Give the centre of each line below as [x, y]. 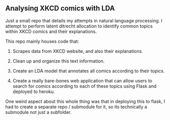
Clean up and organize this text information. [59, 61]
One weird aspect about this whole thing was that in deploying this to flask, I [85, 101]
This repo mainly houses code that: [42, 41]
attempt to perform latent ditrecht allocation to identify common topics [79, 26]
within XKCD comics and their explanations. [51, 31]
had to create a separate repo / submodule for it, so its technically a [76, 107]
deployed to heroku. [34, 92]
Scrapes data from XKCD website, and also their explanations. [78, 51]
